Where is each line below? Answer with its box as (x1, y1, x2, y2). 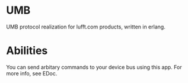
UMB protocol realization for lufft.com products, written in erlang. (6, 23, 166, 30)
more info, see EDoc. (6, 69, 58, 77)
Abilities (6, 44, 48, 58)
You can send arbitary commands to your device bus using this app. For (6, 63, 182, 71)
